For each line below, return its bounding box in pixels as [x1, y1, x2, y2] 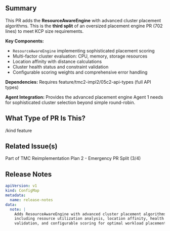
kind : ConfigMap [5, 188, 39, 193]
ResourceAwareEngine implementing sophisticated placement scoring [12, 47, 155, 53]
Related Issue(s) [5, 142, 58, 151]
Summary [5, 4, 37, 13]
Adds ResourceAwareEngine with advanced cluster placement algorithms [14, 211, 166, 216]
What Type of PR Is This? [5, 114, 86, 123]
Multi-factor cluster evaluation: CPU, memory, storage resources [12, 53, 148, 59]
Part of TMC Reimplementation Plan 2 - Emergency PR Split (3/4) [5, 155, 141, 161]
